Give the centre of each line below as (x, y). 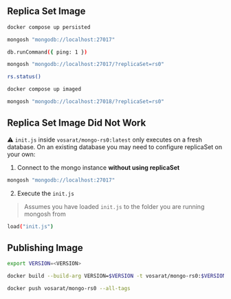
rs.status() (24, 77)
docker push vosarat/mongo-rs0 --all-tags (69, 289)
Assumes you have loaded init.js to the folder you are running (114, 206)
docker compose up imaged (44, 89)
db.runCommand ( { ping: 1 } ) (47, 52)
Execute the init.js (45, 193)
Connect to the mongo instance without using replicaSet (98, 167)
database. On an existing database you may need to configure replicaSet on (114, 146)
